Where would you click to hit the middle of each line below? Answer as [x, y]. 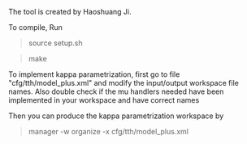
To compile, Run [35, 27]
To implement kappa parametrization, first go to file [94, 74]
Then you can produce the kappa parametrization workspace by [116, 116]
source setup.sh [55, 43]
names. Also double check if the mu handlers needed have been [116, 91]
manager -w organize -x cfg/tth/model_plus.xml [108, 131]
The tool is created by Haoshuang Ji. [70, 12]
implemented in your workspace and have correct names [104, 100]
